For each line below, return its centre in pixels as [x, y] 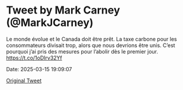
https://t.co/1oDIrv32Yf [34, 58]
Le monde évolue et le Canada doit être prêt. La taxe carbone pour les [91, 39]
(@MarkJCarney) [50, 23]
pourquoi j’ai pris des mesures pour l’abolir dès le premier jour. [82, 51]
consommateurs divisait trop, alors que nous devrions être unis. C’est [91, 45]
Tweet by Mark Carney [63, 10]
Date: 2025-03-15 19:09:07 [39, 69]
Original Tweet [24, 81]
